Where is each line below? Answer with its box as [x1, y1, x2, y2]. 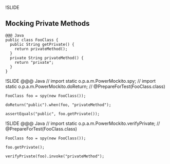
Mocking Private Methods [5, 19, 90, 28]
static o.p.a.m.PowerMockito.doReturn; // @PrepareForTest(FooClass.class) [5, 83, 165, 89]
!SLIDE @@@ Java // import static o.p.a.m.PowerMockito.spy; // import [5, 78, 156, 84]
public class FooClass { [5, 37, 59, 43]
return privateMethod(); [14, 46, 68, 51]
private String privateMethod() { [10, 55, 84, 61]
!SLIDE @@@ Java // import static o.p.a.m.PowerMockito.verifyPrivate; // [5, 120, 160, 126]
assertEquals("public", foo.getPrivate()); [5, 111, 100, 116]
